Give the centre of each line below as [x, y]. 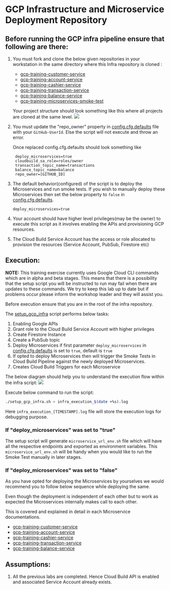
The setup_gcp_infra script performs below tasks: [57, 314]
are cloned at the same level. [43, 117]
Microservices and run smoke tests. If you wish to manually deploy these [89, 189]
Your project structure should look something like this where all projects [88, 111]
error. [18, 137]
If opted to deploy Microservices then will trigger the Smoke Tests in [84, 356]
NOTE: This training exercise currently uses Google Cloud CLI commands [82, 273]
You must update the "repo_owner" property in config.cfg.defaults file [86, 127]
